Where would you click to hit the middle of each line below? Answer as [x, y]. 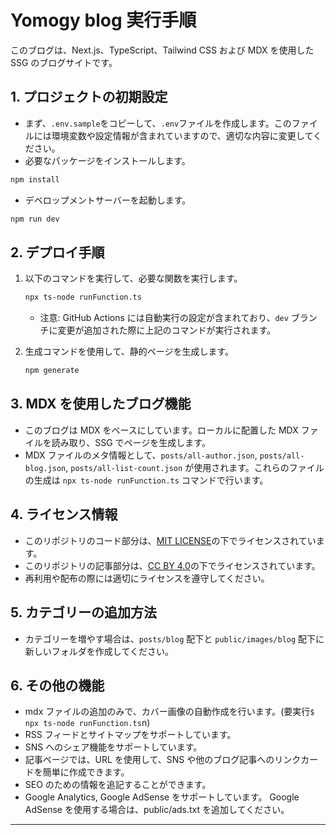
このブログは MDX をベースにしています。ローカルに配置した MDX [161, 430]
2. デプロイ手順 [57, 252]
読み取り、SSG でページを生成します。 [131, 442]
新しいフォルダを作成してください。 [99, 651]
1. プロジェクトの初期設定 [89, 97]
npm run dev [35, 219]
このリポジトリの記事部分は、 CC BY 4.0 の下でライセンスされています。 [172, 565]
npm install [35, 179]
